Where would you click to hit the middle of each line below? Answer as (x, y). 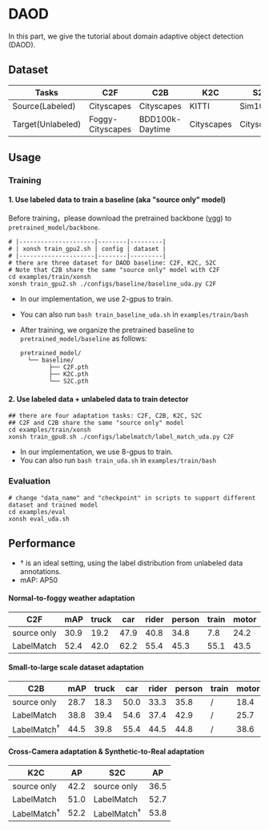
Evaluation (29, 481)
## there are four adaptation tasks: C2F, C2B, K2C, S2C (105, 416)
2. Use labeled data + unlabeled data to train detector (98, 399)
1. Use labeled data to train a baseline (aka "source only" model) (117, 199)
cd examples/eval (37, 512)
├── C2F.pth (69, 367)
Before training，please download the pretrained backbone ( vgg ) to (120, 218)
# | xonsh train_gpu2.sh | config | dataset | (87, 249)
